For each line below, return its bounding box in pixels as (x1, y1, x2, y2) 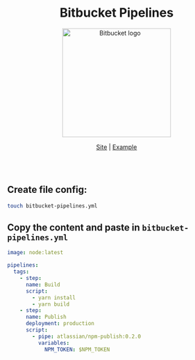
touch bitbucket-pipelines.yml (7, 202, 98, 210)
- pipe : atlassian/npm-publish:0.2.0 (32, 333, 141, 340)
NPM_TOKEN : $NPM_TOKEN (44, 346, 110, 353)
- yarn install (32, 294, 76, 301)
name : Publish (25, 313, 67, 321)
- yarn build (32, 301, 70, 308)
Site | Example (96, 143, 137, 151)
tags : (13, 268, 30, 276)
